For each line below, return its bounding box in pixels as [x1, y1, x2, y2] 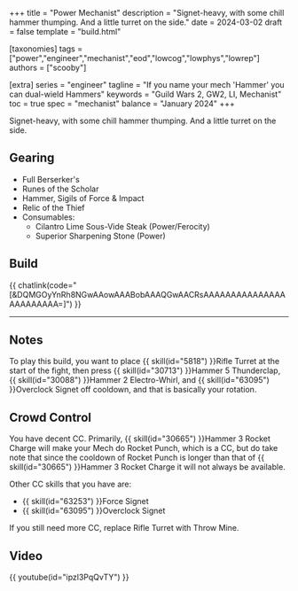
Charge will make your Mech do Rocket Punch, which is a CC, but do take [9, 443, 278, 454]
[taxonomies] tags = [9, 43, 82, 54]
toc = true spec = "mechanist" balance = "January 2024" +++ [9, 98, 235, 109]
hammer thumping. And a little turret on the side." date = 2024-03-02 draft [9, 17, 282, 27]
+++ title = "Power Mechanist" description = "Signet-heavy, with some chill [9, 8, 285, 18]
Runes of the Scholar [21, 183, 99, 194]
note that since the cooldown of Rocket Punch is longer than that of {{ [9, 452, 264, 463]
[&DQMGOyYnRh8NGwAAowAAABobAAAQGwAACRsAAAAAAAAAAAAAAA [9, 289, 286, 299]
